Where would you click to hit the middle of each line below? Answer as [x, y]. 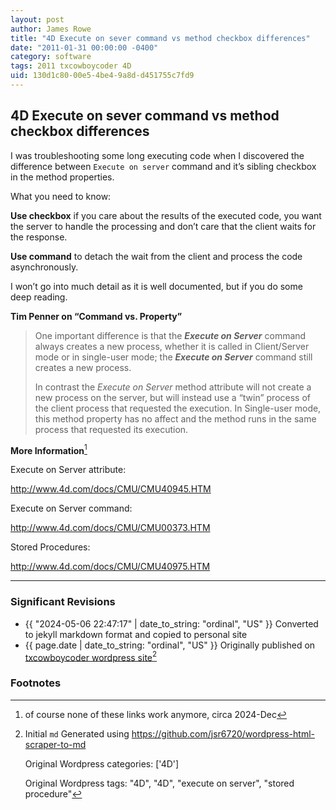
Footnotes [36, 683]
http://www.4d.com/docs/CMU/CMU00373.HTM [110, 528]
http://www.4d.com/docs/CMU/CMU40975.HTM [110, 567]
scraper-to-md [55, 744]
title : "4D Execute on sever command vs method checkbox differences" [160, 38]
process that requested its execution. [111, 429]
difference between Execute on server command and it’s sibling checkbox [163, 166]
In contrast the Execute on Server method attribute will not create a [173, 387]
